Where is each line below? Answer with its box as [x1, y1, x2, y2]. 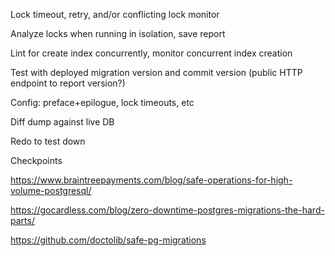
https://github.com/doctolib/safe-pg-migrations [10, 234, 207, 246]
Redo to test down [10, 135, 86, 147]
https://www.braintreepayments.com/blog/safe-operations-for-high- [10, 174, 293, 186]
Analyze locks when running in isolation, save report [10, 28, 226, 39]
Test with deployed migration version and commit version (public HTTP [10, 67, 303, 78]
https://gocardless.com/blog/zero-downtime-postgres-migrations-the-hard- [10, 204, 325, 216]
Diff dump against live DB [10, 116, 115, 128]
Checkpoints [10, 155, 63, 166]
